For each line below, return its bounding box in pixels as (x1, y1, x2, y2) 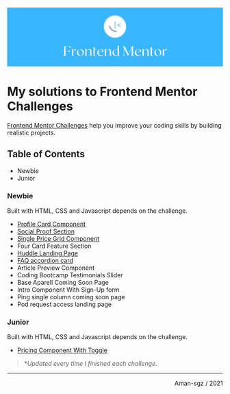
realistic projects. (7, 128, 56, 137)
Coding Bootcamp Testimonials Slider (16, 270, 123, 279)
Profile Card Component (16, 220, 86, 228)
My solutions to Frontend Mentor (7, 84, 198, 100)
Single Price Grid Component (16, 234, 100, 242)
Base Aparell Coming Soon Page (16, 278, 110, 286)
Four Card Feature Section (16, 242, 92, 250)
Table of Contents (7, 148, 86, 160)
